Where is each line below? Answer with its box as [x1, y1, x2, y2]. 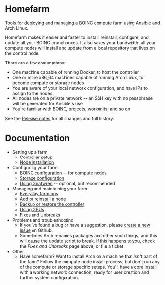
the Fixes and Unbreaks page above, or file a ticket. [19, 243, 125, 249]
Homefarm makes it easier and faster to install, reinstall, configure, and [5, 34, 149, 40]
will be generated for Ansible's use [12, 100, 83, 106]
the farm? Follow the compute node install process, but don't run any [19, 258, 160, 264]
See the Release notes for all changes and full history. [5, 115, 114, 121]
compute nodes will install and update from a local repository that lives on [5, 45, 155, 51]
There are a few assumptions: [5, 60, 66, 65]
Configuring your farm [12, 164, 58, 170]
